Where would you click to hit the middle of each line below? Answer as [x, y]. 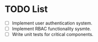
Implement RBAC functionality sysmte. [51, 29]
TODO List [26, 9]
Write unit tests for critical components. [52, 34]
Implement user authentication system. [52, 23]
